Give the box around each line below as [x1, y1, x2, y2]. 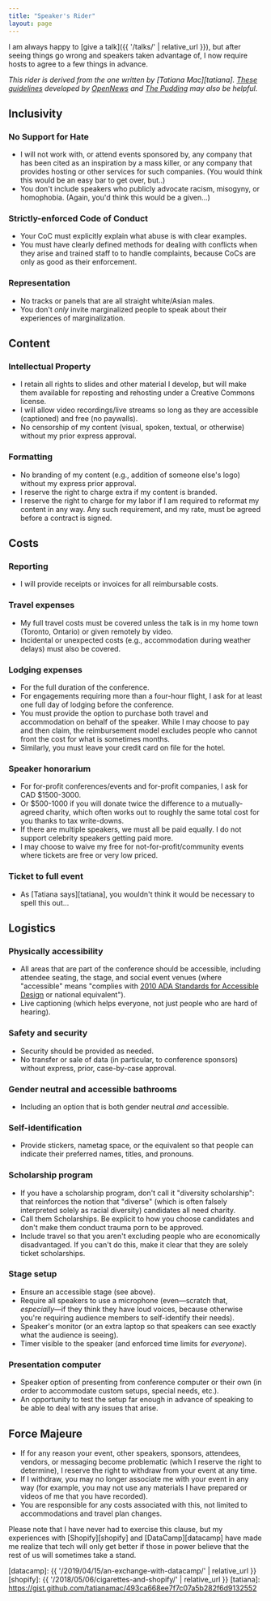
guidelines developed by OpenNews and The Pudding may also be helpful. [8, 83, 258, 93]
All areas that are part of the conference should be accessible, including [19, 964, 261, 974]
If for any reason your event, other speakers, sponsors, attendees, [19, 1448, 241, 1457]
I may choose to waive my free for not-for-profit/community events [19, 841, 244, 852]
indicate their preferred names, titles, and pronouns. [19, 1149, 194, 1159]
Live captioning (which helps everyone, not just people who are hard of [19, 999, 258, 1009]
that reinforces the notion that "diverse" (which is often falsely [19, 1196, 228, 1206]
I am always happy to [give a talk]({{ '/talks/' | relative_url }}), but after [8, 41, 241, 51]
